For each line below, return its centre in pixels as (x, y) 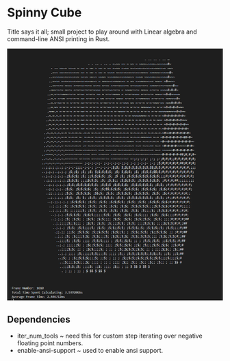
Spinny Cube (44, 13)
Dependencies (39, 319)
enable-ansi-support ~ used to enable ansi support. (90, 351)
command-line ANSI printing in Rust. (59, 38)
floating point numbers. (50, 343)
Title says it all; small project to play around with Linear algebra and (102, 32)
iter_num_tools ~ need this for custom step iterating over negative (110, 336)
